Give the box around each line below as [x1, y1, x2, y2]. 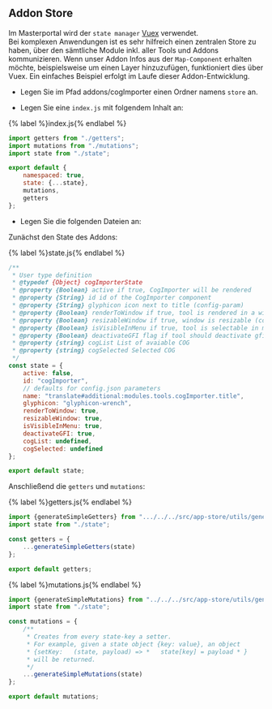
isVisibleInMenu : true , [23, 422, 104, 430]
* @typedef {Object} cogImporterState [11, 279, 143, 287]
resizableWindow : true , [23, 414, 104, 423]
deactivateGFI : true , [23, 430, 96, 438]
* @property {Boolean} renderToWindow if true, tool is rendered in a [11, 309, 255, 317]
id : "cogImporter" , [23, 377, 89, 385]
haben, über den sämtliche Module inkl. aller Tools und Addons [8, 45, 219, 55]
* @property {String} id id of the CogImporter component [11, 294, 212, 302]
